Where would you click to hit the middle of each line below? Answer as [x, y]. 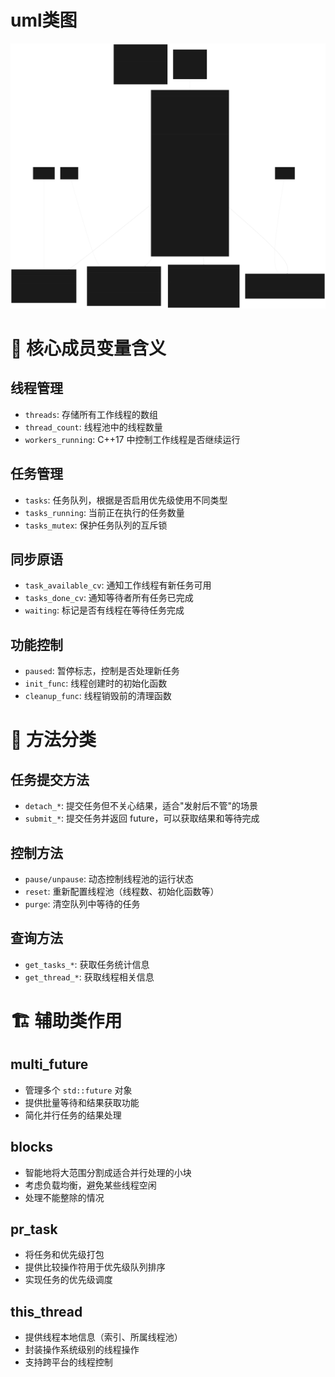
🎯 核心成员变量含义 [88, 348]
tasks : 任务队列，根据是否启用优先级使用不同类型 [126, 500]
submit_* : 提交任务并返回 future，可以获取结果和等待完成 [142, 818]
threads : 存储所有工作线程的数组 [91, 414]
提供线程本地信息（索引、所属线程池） [103, 1337]
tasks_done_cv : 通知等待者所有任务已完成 [109, 598]
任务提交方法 [50, 779]
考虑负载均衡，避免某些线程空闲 [90, 1185]
